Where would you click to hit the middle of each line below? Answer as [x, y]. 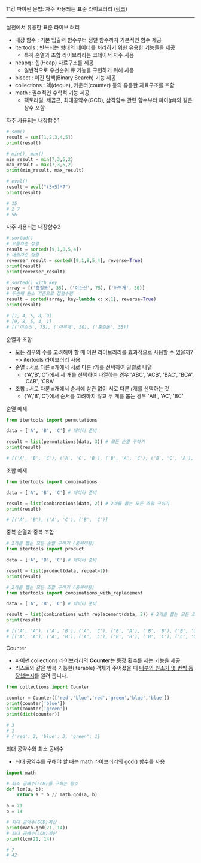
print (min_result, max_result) [45, 171]
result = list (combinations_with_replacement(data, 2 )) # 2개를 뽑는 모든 [98, 615]
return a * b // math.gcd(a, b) [57, 795]
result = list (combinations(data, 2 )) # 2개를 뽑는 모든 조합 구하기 [88, 504]
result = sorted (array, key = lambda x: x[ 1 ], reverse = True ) [81, 299]
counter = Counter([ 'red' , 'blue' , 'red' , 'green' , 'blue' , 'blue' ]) [88, 698]
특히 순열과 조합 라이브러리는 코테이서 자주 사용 [79, 55]
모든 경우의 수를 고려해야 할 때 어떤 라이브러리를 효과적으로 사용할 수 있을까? [104, 352]
